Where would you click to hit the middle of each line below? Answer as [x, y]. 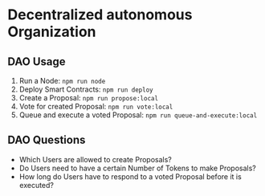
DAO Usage [37, 61]
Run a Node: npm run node [62, 81]
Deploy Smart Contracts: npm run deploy [86, 89]
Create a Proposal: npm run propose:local [88, 98]
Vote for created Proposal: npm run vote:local [96, 106]
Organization [52, 32]
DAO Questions [47, 140]
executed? [36, 185]
